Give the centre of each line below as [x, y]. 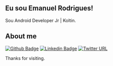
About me [21, 37]
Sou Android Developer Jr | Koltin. [41, 20]
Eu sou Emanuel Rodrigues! [49, 8]
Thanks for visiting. [25, 58]
